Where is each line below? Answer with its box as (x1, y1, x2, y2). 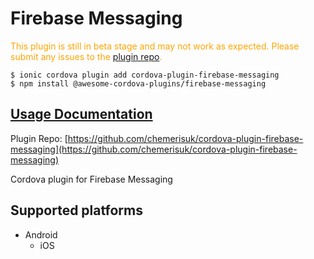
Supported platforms (10, 202, 143, 219)
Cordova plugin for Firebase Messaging (10, 173, 173, 185)
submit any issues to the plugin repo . (10, 50, 163, 62)
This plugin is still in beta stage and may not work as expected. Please (10, 40, 300, 52)
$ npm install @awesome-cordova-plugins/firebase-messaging (10, 78, 267, 89)
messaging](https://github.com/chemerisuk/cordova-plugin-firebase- (10, 143, 298, 155)
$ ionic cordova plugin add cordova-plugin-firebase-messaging (10, 70, 280, 80)
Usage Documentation (10, 106, 153, 123)
